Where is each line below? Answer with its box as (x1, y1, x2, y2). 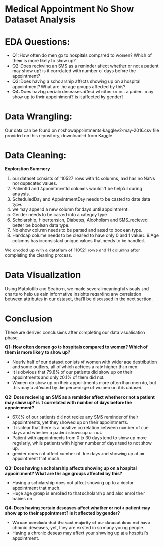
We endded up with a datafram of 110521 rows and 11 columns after (5, 247, 140, 253)
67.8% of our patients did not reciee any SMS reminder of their (12, 414, 138, 420)
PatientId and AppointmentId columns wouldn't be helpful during (12, 186, 143, 191)
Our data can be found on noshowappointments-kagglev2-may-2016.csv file (5, 127, 159, 133)
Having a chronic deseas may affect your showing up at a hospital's (12, 530, 149, 536)
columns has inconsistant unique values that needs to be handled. (12, 238, 145, 243)
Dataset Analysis (5, 14, 76, 25)
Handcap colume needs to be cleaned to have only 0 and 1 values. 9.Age (12, 232, 159, 238)
